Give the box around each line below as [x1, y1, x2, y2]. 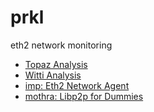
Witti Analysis [24, 69, 82, 81]
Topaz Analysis [24, 58, 88, 70]
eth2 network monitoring [10, 39, 113, 51]
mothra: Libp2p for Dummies [24, 90, 144, 102]
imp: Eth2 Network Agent [24, 79, 130, 91]
